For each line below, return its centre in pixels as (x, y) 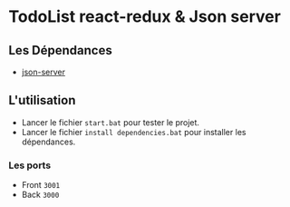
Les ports (30, 165)
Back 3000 (40, 195)
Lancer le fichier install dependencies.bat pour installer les (134, 132)
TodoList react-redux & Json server (145, 17)
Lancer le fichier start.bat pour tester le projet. (111, 122)
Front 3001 (41, 185)
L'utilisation (42, 100)
